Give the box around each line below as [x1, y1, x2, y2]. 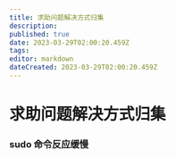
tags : [9, 46, 29, 55]
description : [9, 21, 58, 30]
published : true [9, 29, 70, 38]
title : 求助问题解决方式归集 [9, 12, 105, 22]
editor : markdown [9, 54, 74, 63]
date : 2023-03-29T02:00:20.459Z [9, 37, 130, 47]
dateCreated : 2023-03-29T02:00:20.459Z [9, 63, 158, 72]
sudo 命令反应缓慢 [9, 137, 89, 150]
